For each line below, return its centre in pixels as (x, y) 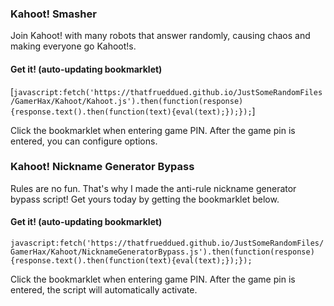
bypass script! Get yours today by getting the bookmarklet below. (145, 199)
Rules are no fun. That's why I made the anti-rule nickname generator (153, 188)
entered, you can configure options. (84, 141)
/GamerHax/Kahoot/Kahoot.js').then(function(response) (127, 101)
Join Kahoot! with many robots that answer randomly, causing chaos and (160, 36)
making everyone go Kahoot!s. (73, 46)
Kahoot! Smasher (53, 14)
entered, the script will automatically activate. (104, 290)
